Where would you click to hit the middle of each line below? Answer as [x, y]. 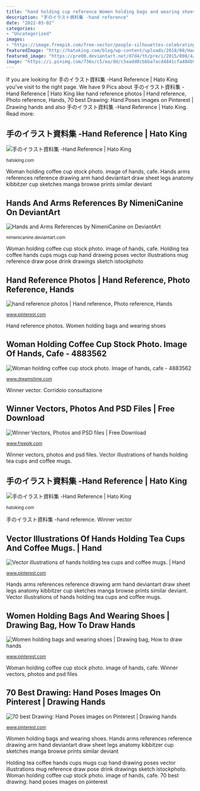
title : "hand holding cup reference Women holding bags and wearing [93, 12]
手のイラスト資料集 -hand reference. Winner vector [69, 520]
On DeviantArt [33, 212]
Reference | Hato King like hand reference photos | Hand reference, [103, 94]
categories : [21, 28]
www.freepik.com [24, 443]
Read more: [20, 113]
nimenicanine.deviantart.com [36, 238]
